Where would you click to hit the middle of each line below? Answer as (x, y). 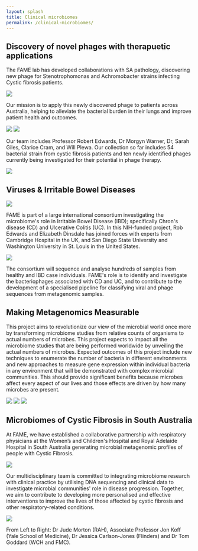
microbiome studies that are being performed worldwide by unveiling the (95, 345)
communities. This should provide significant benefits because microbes (95, 377)
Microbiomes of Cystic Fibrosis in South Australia (99, 420)
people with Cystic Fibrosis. (40, 453)
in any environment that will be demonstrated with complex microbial (90, 370)
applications (30, 56)
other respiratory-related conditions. (50, 507)
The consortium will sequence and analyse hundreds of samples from (91, 269)
